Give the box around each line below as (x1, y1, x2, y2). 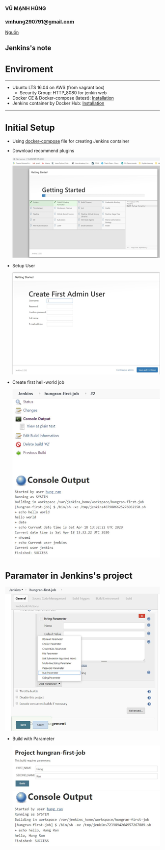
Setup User (12, 262, 35, 268)
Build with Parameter (12, 736, 55, 741)
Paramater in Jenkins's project (5, 570, 133, 581)
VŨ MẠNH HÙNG (5, 5, 47, 12)
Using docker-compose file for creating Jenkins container (12, 138, 130, 144)
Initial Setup (5, 122, 55, 133)
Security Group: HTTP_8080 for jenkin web (19, 89, 107, 96)
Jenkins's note (5, 43, 52, 52)
